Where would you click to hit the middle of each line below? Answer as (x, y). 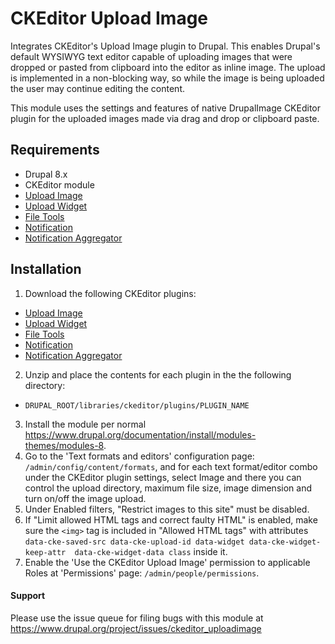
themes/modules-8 (64, 445)
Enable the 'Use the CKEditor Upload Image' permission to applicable (167, 562)
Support (28, 596)
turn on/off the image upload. (85, 498)
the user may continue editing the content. (98, 88)
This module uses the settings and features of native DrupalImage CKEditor (166, 108)
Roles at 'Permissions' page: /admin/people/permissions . (142, 573)
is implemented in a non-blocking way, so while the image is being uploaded (167, 78)
